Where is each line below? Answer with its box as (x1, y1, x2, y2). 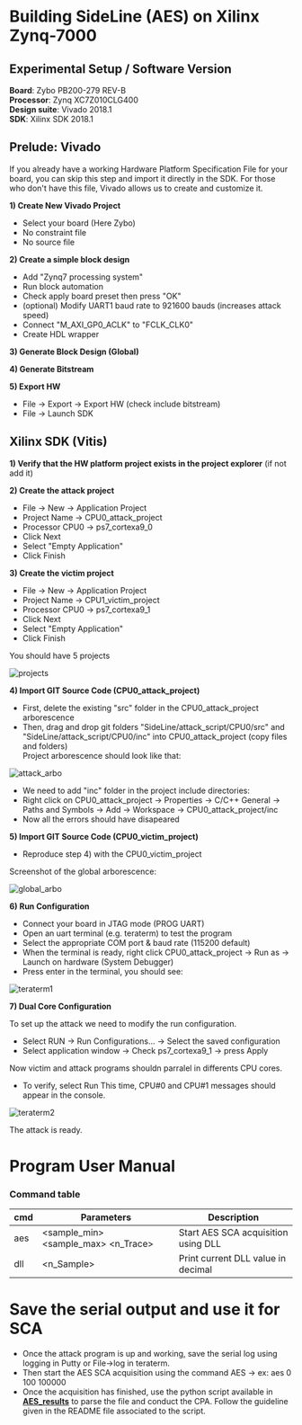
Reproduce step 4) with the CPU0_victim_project (22, 848, 202, 859)
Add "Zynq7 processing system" (22, 272, 144, 282)
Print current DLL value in (178, 1252, 286, 1265)
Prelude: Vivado (9, 139, 102, 155)
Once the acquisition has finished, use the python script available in (22, 1386, 273, 1397)
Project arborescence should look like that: (22, 750, 182, 761)
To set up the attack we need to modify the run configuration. (9, 1018, 237, 1029)
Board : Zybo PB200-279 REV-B (9, 85, 127, 95)
